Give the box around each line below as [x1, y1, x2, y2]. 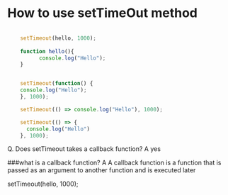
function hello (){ [20, 48, 74, 55]
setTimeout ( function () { [20, 80, 93, 87]
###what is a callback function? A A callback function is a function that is [7, 158, 222, 167]
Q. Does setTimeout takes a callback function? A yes [7, 145, 161, 153]
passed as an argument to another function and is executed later [7, 166, 196, 174]
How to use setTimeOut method [7, 5, 198, 21]
